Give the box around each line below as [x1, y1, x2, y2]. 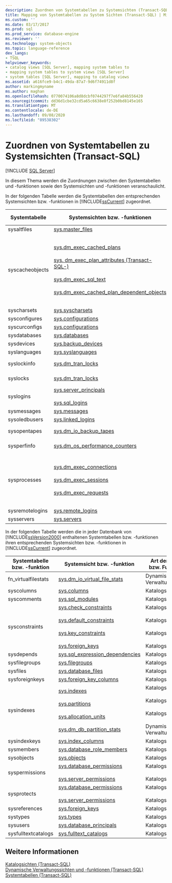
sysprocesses [8, 476, 42, 483]
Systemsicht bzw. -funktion [64, 560, 135, 567]
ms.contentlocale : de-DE [5, 108, 58, 113]
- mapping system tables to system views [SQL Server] [5, 70, 125, 75]
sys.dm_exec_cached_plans [53, 244, 121, 251]
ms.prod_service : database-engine [5, 31, 79, 36]
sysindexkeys [8, 737, 41, 744]
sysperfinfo [8, 442, 36, 449]
